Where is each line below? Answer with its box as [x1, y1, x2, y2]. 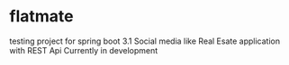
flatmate [9, 6, 74, 27]
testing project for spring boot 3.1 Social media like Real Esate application [9, 36, 281, 46]
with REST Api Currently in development [9, 45, 158, 55]
